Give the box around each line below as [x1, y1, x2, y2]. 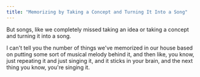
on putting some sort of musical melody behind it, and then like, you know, [6, 50, 194, 58]
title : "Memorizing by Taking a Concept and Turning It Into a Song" [6, 9, 188, 15]
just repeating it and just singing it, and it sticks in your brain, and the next [6, 57, 193, 64]
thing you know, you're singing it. [6, 64, 90, 71]
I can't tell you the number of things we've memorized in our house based [6, 44, 193, 51]
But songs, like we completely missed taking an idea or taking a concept [6, 26, 189, 33]
